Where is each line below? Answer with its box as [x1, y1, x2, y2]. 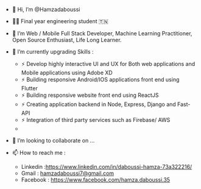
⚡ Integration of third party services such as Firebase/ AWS [21, 116, 171, 123]
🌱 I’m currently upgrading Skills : [12, 48, 94, 55]
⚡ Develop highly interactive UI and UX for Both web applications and [21, 60, 196, 67]
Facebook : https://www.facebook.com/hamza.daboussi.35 [21, 176, 171, 183]
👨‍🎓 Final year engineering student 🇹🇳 [12, 18, 108, 24]
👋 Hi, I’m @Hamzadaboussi [12, 6, 80, 13]
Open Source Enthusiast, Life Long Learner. [12, 37, 122, 43]
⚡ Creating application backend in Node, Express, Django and [21, 101, 177, 108]
